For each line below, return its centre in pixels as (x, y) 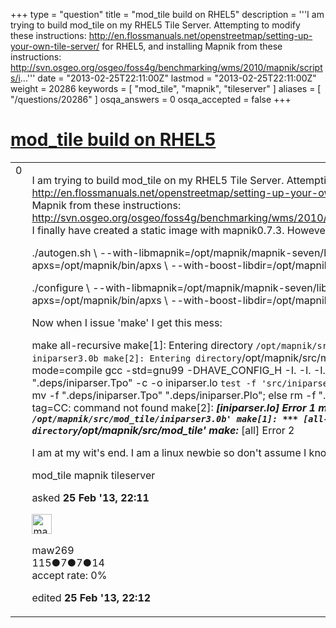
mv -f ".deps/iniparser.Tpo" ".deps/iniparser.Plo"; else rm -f (174, 395)
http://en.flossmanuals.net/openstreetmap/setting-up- (200, 35)
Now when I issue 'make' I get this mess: (127, 322)
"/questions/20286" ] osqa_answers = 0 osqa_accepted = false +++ (151, 99)
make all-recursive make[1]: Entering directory (142, 345)
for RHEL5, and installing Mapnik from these (192, 46)
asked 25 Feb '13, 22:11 (90, 497)
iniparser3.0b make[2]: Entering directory (136, 358)
